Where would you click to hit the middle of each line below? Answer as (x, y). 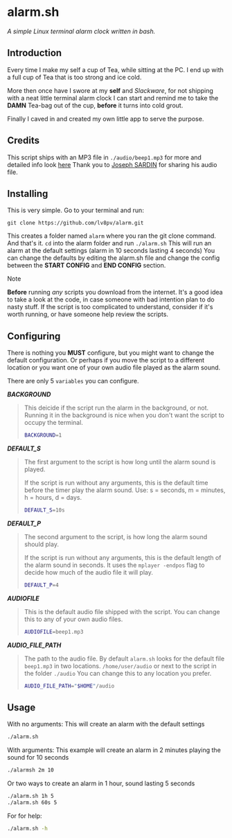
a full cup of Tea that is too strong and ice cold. (74, 77)
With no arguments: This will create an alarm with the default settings (106, 724)
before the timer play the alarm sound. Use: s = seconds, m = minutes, (125, 490)
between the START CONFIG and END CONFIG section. (87, 265)
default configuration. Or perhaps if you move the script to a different (106, 360)
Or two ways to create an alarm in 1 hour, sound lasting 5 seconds (101, 783)
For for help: (25, 816)
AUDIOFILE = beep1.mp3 (54, 631)
